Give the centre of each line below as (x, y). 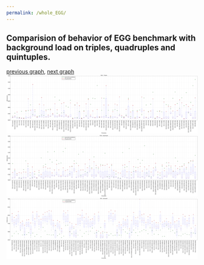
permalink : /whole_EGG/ (36, 13)
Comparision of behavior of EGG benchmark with (101, 39)
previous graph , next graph (40, 72)
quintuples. (29, 57)
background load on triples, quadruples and (91, 48)
